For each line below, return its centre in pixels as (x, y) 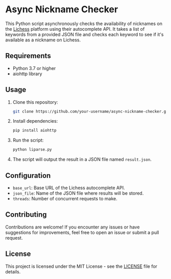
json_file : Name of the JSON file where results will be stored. (78, 193)
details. (13, 271)
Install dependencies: (35, 121)
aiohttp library (27, 74)
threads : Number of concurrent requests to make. (65, 199)
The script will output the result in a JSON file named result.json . (82, 159)
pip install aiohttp (34, 131)
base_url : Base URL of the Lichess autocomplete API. (69, 188)
